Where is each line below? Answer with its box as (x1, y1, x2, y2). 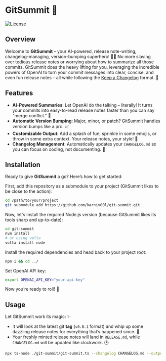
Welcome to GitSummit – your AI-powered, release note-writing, (5, 48, 137, 54)
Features (5, 89, 33, 97)
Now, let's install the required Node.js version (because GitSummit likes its (5, 212, 157, 218)
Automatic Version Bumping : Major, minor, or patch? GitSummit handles (12, 118, 161, 124)
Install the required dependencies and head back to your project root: (5, 249, 147, 255)
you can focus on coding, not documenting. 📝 (12, 146, 105, 152)
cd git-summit (5, 226, 35, 231)
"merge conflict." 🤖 (12, 112, 51, 118)
